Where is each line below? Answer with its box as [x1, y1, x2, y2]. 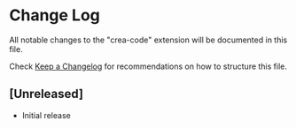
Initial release [21, 109, 71, 120]
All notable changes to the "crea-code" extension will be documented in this [9, 34, 288, 45]
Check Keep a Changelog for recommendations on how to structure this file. [9, 61, 288, 72]
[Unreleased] [9, 87, 84, 102]
